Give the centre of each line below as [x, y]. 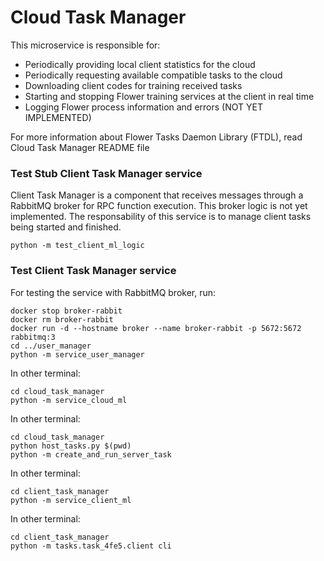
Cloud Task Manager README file [80, 147]
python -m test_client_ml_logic [77, 246]
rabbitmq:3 [33, 337]
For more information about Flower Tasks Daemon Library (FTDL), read [156, 137]
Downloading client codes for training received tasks [133, 85]
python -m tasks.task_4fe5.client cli [91, 546]
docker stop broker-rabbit [66, 311]
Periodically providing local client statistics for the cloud [140, 64]
